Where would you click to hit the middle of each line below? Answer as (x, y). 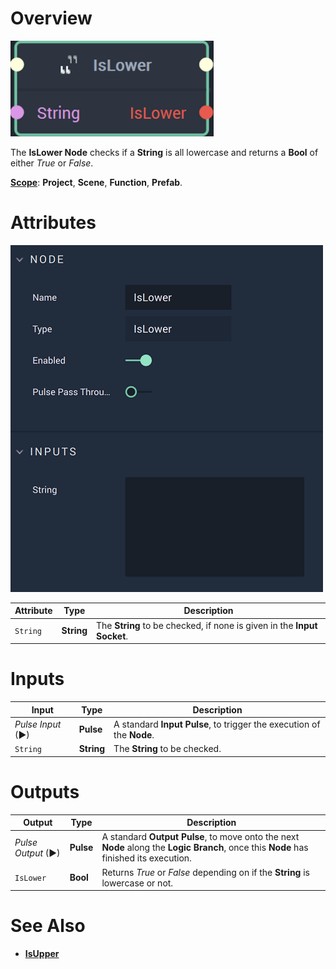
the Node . (134, 734)
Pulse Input (38, 724)
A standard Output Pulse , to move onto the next (200, 837)
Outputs (45, 791)
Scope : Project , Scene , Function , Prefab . (96, 182)
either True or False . (52, 163)
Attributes (53, 223)
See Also (48, 926)
